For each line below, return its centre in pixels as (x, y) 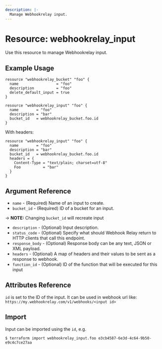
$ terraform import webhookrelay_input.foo (51, 338)
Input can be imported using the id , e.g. (46, 329)
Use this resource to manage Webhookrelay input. (56, 53)
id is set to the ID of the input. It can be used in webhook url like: (71, 297)
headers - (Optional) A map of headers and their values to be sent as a (84, 254)
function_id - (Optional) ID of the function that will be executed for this (85, 264)
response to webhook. (35, 259)
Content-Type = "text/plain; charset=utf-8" (61, 163)
